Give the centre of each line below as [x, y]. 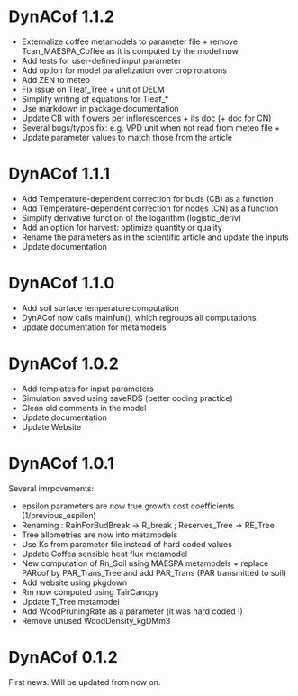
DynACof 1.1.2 [61, 17]
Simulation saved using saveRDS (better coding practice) [127, 398]
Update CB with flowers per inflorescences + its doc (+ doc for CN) [146, 118]
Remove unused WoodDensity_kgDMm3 [96, 620]
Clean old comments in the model [84, 408]
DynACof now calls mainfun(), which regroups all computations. [140, 317]
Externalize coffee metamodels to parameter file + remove [130, 41]
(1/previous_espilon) [59, 515]
